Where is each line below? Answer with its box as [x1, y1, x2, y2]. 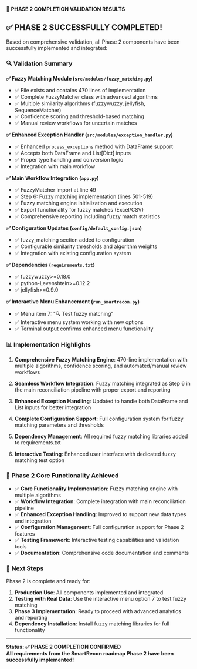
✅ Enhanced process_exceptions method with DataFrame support [14, 143, 174, 150]
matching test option [14, 457, 64, 464]
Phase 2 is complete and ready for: [6, 578, 91, 584]
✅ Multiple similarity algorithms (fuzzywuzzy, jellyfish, [14, 100, 145, 107]
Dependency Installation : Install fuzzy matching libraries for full [14, 620, 170, 627]
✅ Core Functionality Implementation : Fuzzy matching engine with [14, 485, 178, 492]
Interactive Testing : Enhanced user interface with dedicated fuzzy [14, 450, 176, 458]
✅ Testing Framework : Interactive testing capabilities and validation [14, 536, 179, 543]
